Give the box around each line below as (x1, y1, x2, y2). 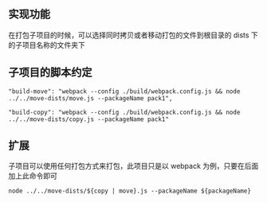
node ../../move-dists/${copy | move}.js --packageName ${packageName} (8, 187, 251, 195)
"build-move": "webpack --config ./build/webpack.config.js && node (8, 87, 241, 96)
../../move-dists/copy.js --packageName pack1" (8, 115, 170, 123)
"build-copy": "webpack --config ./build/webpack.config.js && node (8, 108, 241, 116)
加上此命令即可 (8, 171, 57, 181)
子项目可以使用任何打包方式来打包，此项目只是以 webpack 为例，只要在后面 (8, 162, 259, 171)
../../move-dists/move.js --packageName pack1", (8, 94, 173, 102)
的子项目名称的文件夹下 (8, 40, 85, 49)
